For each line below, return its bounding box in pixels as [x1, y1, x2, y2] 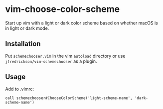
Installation [5, 40, 41, 48]
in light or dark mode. [5, 25, 49, 31]
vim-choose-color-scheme [5, 3, 120, 15]
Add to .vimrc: [5, 86, 34, 92]
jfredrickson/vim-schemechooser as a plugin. [5, 58, 97, 64]
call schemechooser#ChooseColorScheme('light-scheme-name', [5, 96, 133, 101]
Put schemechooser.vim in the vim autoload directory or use [5, 53, 126, 59]
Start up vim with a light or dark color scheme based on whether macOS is [5, 20, 158, 26]
